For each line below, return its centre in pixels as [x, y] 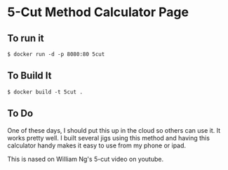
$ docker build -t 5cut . [45, 92]
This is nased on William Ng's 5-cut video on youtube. [85, 159]
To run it [26, 38]
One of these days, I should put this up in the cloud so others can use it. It [114, 130]
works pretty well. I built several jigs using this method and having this [109, 138]
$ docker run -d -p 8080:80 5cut [56, 54]
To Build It [29, 76]
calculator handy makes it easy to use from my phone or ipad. [97, 145]
